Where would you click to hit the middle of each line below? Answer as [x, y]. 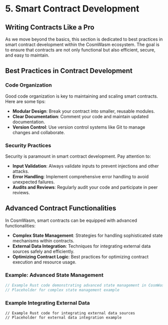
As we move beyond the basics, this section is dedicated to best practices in [84, 39]
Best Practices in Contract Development [69, 71]
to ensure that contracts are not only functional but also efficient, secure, [80, 50]
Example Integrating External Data [47, 302]
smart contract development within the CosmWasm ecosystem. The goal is [82, 45]
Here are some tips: [25, 101]
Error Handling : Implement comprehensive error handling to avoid [80, 176]
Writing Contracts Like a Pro [50, 27]
